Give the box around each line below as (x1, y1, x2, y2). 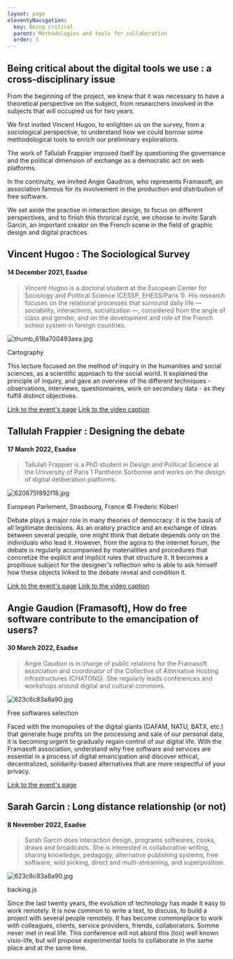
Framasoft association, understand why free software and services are (7, 744, 211, 753)
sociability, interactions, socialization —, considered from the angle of (24, 306, 226, 314)
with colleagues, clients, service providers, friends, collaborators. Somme (7, 921, 220, 930)
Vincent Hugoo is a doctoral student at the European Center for (24, 283, 207, 292)
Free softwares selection (7, 709, 79, 717)
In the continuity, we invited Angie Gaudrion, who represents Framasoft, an (7, 177, 223, 186)
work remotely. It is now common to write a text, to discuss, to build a (7, 906, 208, 915)
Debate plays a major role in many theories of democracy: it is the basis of (7, 516, 222, 524)
